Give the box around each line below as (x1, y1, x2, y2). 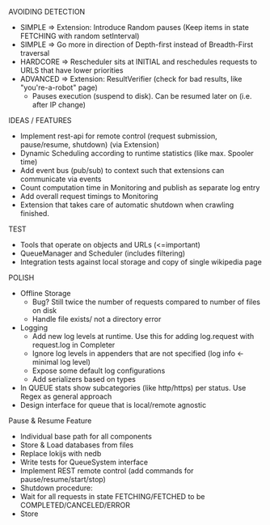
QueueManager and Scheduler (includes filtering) (19, 248, 186, 258)
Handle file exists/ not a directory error (32, 315, 162, 324)
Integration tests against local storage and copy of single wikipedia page (19, 257, 263, 266)
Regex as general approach (19, 392, 112, 401)
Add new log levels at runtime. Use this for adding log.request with (32, 332, 255, 341)
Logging (19, 323, 49, 332)
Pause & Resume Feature (8, 416, 92, 426)
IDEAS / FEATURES (8, 116, 72, 125)
